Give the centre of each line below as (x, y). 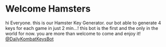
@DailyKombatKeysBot (30, 39)
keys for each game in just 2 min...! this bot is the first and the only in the (82, 28)
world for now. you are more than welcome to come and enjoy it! (73, 33)
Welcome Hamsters (48, 9)
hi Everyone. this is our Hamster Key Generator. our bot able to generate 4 (83, 23)
